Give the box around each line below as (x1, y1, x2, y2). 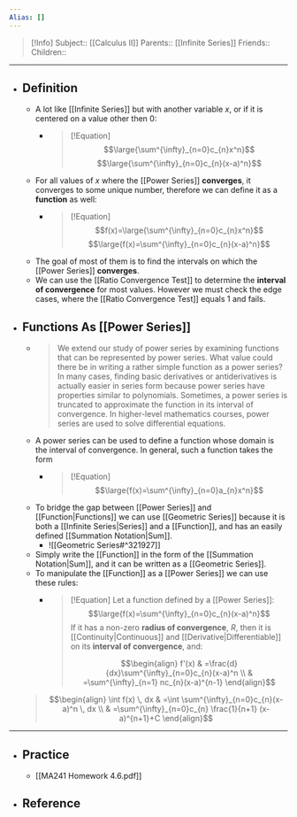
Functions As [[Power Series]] (21, 320, 192, 335)
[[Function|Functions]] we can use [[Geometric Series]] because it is (34, 512, 286, 522)
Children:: (30, 46, 67, 58)
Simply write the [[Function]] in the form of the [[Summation (34, 550, 254, 560)
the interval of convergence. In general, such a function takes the (34, 444, 274, 456)
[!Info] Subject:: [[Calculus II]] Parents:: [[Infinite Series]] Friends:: (30, 37, 270, 48)
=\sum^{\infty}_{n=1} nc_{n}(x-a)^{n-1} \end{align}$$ (82, 677, 276, 688)
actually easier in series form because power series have (57, 381, 265, 391)
